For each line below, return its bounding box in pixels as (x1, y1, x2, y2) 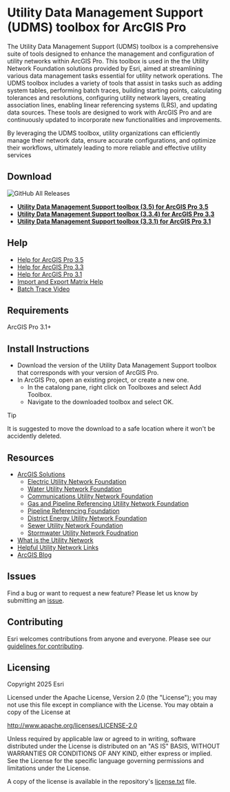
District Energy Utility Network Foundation (27, 514, 147, 522)
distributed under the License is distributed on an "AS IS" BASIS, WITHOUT (7, 742, 220, 751)
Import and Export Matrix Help (17, 277, 103, 285)
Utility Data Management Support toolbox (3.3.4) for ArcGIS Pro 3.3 (17, 210, 215, 218)
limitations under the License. (7, 764, 91, 773)
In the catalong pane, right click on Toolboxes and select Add (27, 383, 202, 392)
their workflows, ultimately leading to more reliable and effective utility (7, 143, 207, 152)
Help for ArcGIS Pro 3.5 (17, 255, 84, 263)
